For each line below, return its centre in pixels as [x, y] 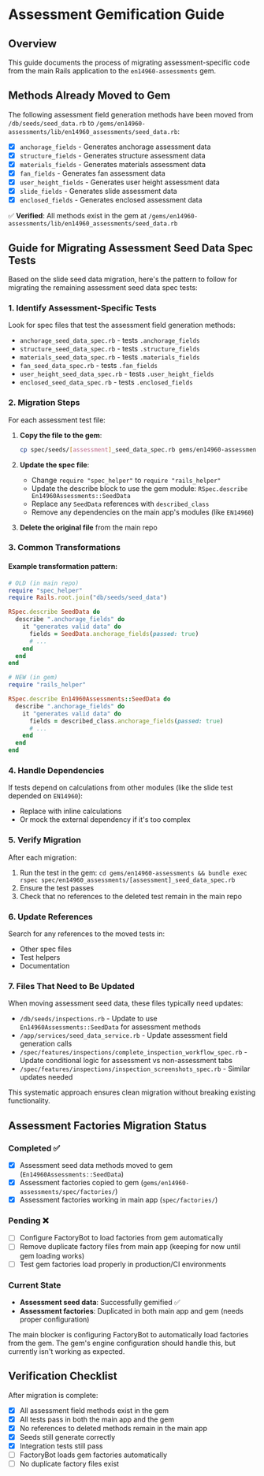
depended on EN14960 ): [45, 796]
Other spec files [46, 949]
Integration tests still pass [61, 1446]
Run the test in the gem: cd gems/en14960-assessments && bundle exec [133, 872]
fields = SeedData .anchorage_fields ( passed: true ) [114, 634]
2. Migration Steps [44, 403]
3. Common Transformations [64, 548]
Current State [35, 1285]
